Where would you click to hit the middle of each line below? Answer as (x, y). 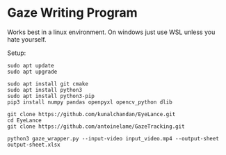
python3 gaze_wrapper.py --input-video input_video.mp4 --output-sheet (113, 138)
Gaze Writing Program (72, 13)
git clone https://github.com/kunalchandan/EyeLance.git (91, 114)
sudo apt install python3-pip (51, 96)
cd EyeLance (24, 120)
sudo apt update (31, 65)
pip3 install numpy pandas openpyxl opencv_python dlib (90, 102)
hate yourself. (27, 39)
